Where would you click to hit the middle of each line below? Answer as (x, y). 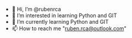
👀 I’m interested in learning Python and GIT (64, 15)
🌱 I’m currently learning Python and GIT (60, 22)
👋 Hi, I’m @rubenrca (36, 9)
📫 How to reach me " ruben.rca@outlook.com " (69, 28)
